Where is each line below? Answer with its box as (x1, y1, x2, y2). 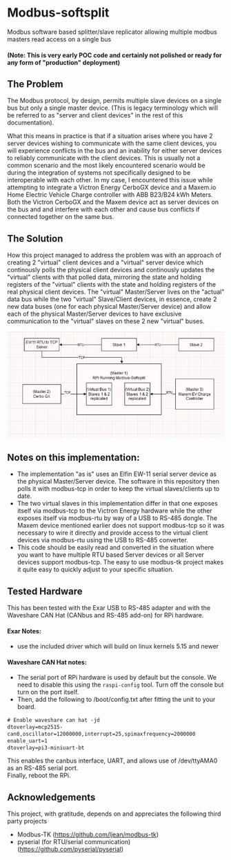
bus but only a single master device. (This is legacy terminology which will (7, 104, 219, 112)
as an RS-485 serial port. (7, 764, 79, 772)
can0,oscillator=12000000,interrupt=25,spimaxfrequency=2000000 (7, 731, 196, 738)
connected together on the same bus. (7, 213, 114, 221)
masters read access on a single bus (7, 35, 112, 43)
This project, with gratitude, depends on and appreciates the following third (7, 810, 221, 818)
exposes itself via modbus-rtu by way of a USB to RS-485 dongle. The (17, 514, 218, 522)
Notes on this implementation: (7, 451, 140, 464)
